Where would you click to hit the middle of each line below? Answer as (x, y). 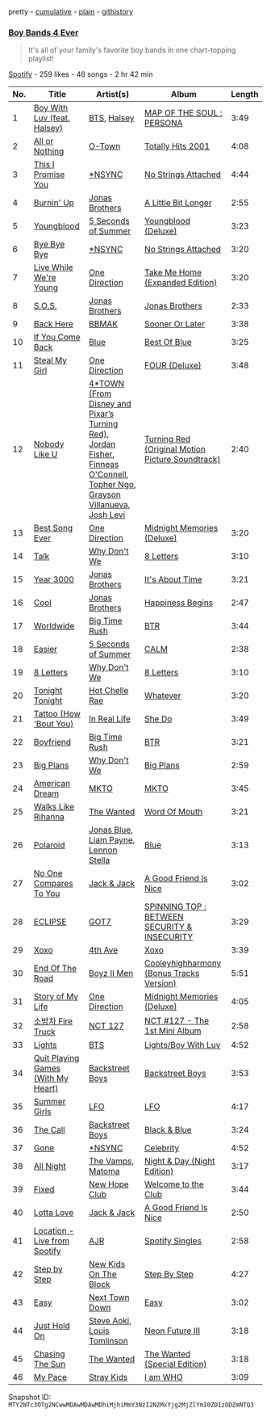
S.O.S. (45, 306)
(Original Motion (175, 449)
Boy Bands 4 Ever (44, 32)
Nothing (49, 151)
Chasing (50, 1354)
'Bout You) (54, 724)
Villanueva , (109, 505)
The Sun (50, 1364)
